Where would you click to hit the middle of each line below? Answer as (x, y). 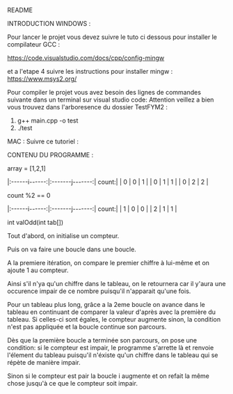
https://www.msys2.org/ (42, 79)
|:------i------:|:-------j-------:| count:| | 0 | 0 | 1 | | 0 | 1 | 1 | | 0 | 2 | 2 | (108, 182)
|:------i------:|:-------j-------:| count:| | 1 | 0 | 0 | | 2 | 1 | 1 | (92, 209)
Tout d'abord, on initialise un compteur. (63, 236)
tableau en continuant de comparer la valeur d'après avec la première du (112, 312)
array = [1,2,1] (27, 168)
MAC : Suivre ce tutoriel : (43, 141)
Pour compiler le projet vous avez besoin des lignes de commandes (104, 92)
